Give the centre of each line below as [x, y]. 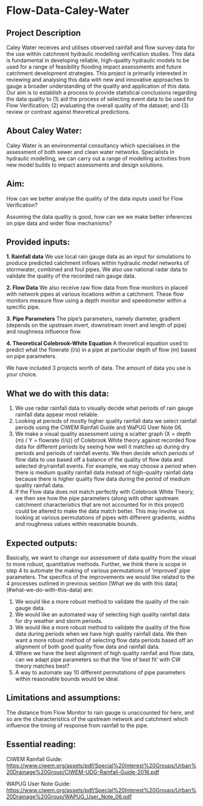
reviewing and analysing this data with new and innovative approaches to [98, 80]
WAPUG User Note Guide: [38, 784]
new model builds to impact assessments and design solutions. [85, 165]
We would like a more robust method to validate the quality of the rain [102, 602]
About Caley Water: [44, 131]
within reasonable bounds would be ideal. [67, 679]
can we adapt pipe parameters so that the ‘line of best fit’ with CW [98, 660]
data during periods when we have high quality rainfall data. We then [101, 634]
